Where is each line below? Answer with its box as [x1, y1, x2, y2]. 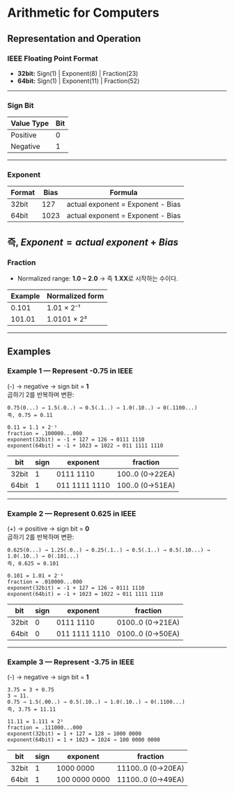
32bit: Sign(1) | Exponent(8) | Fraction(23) [17, 69, 139, 77]
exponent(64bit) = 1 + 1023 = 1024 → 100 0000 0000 [7, 737, 160, 744]
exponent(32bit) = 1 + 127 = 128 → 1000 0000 [7, 730, 141, 737]
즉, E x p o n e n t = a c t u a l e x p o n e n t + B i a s [7, 236, 179, 248]
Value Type [10, 118, 49, 128]
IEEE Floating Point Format [7, 54, 99, 63]
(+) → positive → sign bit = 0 [7, 524, 90, 533]
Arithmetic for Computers [7, 5, 159, 21]
